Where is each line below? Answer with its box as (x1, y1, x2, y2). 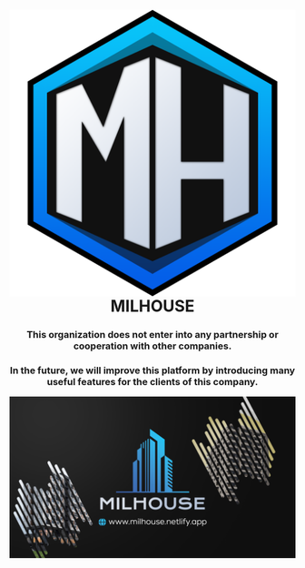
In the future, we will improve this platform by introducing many (9, 364, 296, 377)
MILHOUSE (110, 296, 195, 317)
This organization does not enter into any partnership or (26, 329, 279, 341)
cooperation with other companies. (73, 340, 232, 352)
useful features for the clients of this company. (46, 376, 259, 389)
